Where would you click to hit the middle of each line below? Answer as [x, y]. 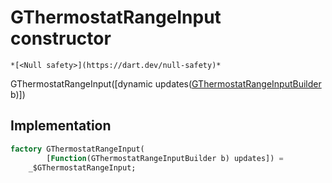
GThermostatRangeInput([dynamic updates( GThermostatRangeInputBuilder [166, 83]
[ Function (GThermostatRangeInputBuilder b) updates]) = [165, 158]
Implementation [61, 126]
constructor [61, 38]
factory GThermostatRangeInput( [77, 149]
